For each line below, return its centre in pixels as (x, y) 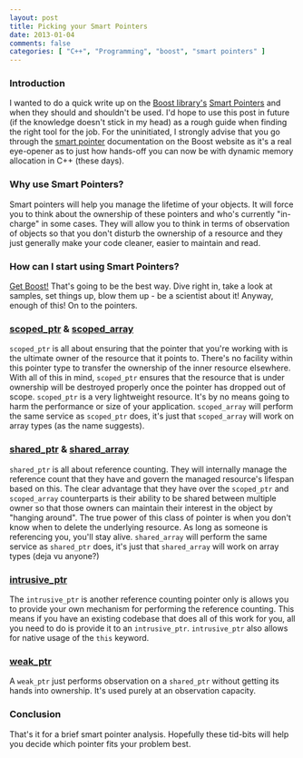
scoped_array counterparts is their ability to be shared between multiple (143, 498)
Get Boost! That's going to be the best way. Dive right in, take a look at (141, 286)
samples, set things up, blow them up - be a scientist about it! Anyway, (142, 296)
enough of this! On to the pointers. (73, 306)
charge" (24, 223)
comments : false (40, 43)
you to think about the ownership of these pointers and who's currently (142, 213)
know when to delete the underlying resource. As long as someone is (139, 527)
